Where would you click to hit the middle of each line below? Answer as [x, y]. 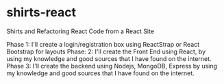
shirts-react [41, 13]
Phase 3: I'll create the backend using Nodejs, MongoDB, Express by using [112, 66]
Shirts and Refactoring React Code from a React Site [80, 31]
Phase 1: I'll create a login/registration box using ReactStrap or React [103, 44]
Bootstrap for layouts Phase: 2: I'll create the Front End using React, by [106, 51]
